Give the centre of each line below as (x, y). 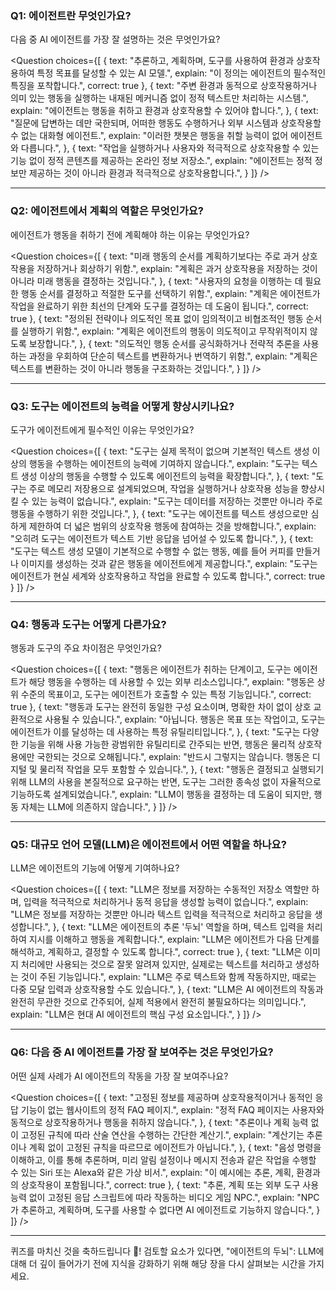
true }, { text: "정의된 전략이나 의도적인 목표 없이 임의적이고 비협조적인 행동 (157, 318)
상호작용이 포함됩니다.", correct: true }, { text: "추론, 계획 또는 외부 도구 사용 (170, 1184)
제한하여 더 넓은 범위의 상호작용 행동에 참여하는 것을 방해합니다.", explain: (172, 526)
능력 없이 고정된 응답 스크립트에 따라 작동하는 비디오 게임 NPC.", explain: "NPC (165, 1197)
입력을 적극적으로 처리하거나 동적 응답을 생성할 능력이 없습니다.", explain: (166, 902)
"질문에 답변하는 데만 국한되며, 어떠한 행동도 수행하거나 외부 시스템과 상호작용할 (166, 123)
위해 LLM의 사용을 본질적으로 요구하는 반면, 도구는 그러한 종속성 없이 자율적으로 (166, 782)
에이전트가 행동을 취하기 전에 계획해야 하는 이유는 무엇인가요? (130, 234)
